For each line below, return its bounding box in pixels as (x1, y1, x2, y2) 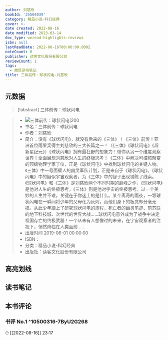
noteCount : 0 (5, 49, 32, 54)
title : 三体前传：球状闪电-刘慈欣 (5, 73, 68, 78)
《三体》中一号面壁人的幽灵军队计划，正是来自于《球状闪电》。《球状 (24, 167, 163, 173)
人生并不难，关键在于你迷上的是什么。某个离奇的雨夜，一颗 (33, 192, 156, 198)
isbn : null (5, 40, 28, 45)
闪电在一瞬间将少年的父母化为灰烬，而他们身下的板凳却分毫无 (29, 198, 156, 204)
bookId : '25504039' (5, 12, 46, 17)
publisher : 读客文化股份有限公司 (5, 54, 67, 59)
